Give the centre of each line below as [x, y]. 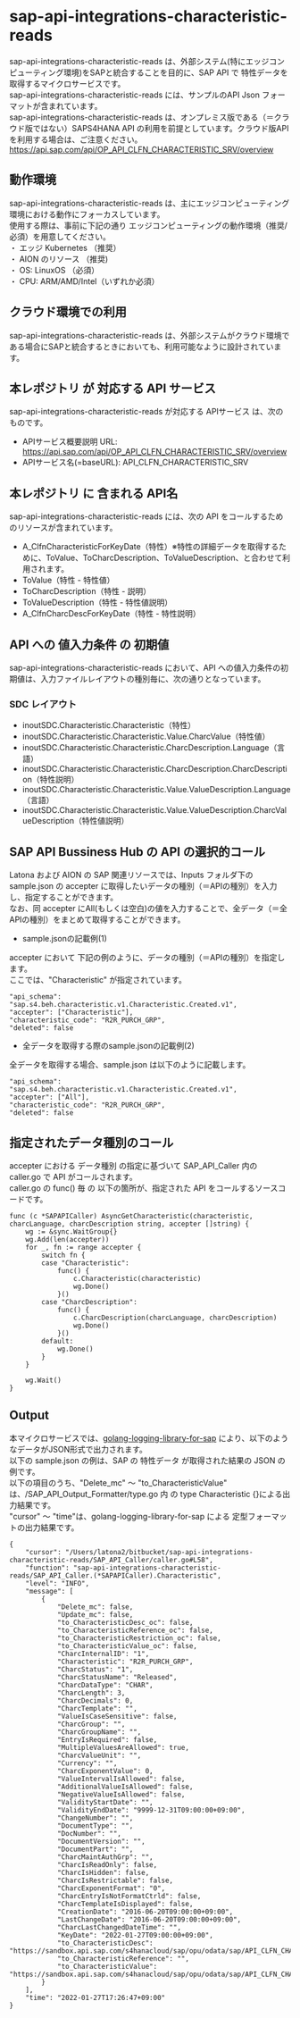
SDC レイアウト [43, 704]
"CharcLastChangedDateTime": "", [119, 1927]
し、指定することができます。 [64, 897]
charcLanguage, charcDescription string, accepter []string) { [129, 1224]
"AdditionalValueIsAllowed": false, [125, 1787]
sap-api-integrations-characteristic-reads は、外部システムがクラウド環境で [150, 335]
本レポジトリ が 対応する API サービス [113, 388]
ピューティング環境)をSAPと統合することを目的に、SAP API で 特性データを [149, 72]
